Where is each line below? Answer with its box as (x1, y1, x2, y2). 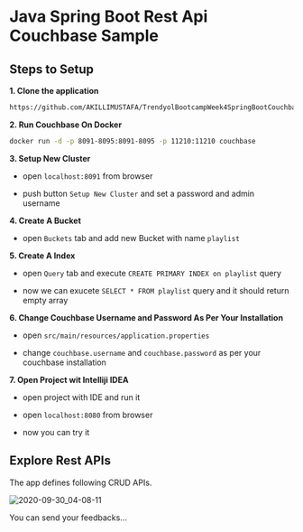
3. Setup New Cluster (9, 153, 91, 163)
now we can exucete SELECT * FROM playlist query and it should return (22, 285, 289, 295)
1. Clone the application (9, 86, 99, 96)
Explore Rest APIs (9, 453, 111, 469)
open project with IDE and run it (22, 391, 141, 403)
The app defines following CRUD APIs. (9, 477, 152, 488)
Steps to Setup (9, 61, 95, 77)
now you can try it (22, 426, 90, 437)
